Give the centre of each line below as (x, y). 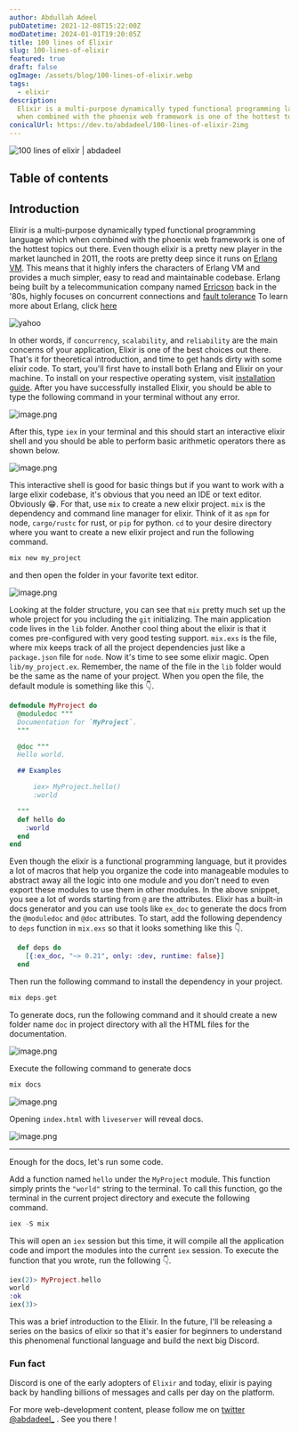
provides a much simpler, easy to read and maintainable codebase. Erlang (145, 278)
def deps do (40, 948)
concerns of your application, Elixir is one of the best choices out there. (140, 350)
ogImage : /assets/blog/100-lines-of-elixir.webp (101, 76)
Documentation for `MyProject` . (77, 722)
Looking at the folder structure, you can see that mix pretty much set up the (148, 610)
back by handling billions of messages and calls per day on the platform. (142, 1392)
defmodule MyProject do (53, 706)
